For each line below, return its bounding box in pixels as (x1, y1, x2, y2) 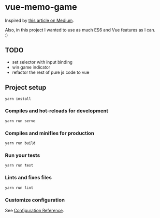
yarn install (5, 96, 31, 101)
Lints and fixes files (5, 174, 52, 181)
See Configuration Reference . (5, 208, 64, 214)
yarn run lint (5, 185, 34, 190)
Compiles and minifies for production (5, 130, 94, 136)
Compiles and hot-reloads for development (5, 107, 109, 114)
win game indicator (12, 64, 51, 70)
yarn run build (5, 141, 36, 146)
